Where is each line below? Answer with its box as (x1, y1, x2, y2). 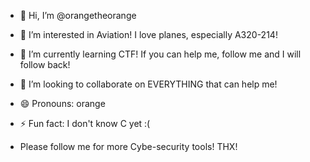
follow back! (19, 59, 71, 70)
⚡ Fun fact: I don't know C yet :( (19, 118, 151, 129)
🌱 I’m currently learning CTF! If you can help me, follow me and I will (19, 48, 302, 60)
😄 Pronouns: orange (19, 98, 106, 109)
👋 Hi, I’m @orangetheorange (19, 10, 137, 21)
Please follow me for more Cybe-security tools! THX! (19, 141, 238, 152)
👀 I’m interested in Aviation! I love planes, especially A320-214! (19, 29, 278, 40)
